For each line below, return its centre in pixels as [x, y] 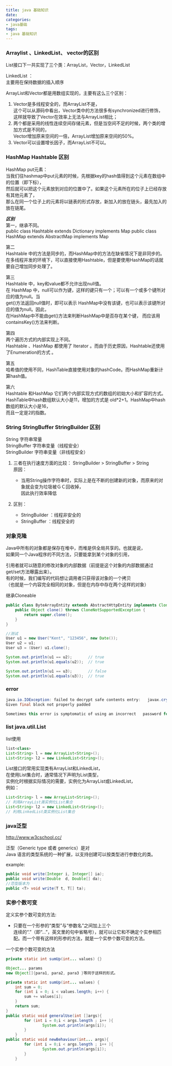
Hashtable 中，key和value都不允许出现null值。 [55, 283]
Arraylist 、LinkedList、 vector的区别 [52, 53]
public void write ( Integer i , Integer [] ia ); [55, 874]
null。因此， [36, 309]
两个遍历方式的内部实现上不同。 [39, 339]
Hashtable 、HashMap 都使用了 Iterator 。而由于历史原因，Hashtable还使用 [85, 346]
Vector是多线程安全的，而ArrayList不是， [56, 104]
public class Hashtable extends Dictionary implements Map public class [81, 231]
